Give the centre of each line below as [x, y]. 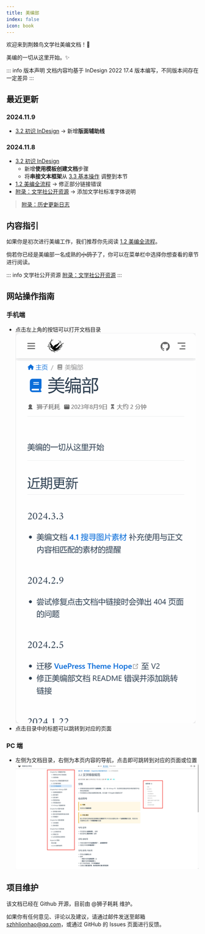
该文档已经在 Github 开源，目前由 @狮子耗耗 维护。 [71, 904]
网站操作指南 [31, 296]
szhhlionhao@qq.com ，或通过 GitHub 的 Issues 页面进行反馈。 [85, 924]
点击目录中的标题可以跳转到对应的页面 [63, 728]
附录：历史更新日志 [45, 205]
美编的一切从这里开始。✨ [38, 57]
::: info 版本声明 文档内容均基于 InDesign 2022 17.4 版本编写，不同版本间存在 [103, 71]
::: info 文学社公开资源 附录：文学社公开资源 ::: [64, 275]
